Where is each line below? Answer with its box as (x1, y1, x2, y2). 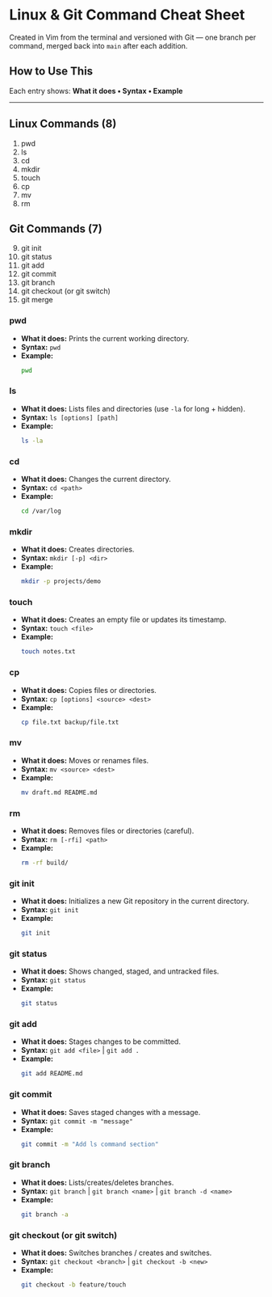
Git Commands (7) (9, 222, 103, 235)
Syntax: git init (20, 905, 79, 915)
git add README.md (20, 1070, 83, 1078)
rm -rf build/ (20, 859, 69, 867)
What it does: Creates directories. (20, 544, 135, 555)
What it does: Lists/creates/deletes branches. (20, 1177, 174, 1187)
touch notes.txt (20, 648, 76, 656)
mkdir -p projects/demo (20, 577, 102, 585)
